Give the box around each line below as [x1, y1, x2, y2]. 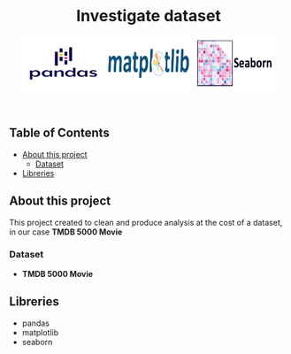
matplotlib [21, 327, 59, 337]
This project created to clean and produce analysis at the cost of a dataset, [9, 217, 283, 227]
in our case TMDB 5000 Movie [9, 227, 123, 237]
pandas [21, 318, 50, 328]
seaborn [21, 336, 53, 347]
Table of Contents [9, 126, 111, 141]
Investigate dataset [76, 6, 221, 27]
